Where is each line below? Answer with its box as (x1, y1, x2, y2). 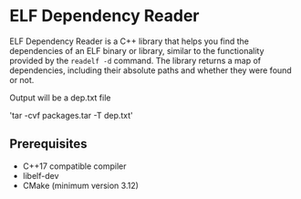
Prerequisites (9, 136, 88, 152)
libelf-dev (22, 170, 59, 181)
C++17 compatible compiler (22, 161, 127, 172)
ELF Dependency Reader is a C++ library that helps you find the (9, 36, 249, 47)
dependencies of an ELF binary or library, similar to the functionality (9, 45, 265, 56)
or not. (9, 74, 35, 85)
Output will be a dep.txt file (9, 92, 111, 103)
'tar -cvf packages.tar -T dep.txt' (9, 110, 134, 120)
